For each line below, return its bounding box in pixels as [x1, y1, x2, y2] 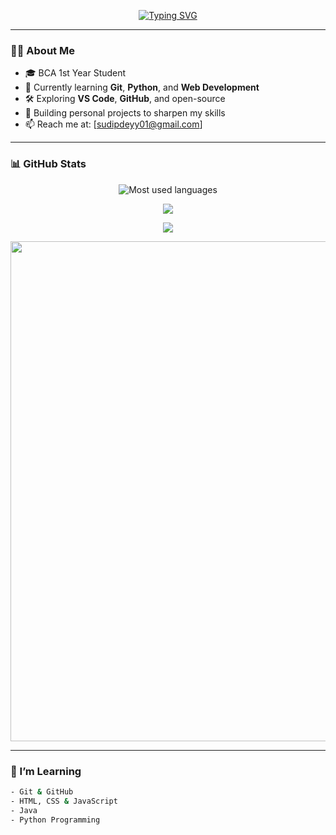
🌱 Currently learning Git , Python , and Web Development [24, 81, 260, 94]
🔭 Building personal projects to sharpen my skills [24, 107, 226, 119]
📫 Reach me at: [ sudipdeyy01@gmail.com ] [24, 118, 203, 130]
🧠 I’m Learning [10, 764, 82, 778]
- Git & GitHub [10, 786, 74, 797]
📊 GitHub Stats [10, 157, 87, 171]
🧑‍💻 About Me [10, 43, 75, 57]
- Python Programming [10, 815, 101, 825]
